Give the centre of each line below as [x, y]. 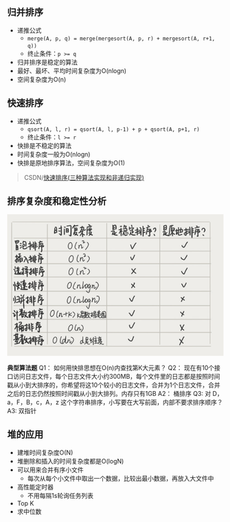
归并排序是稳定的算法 [47, 62]
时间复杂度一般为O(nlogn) [54, 154]
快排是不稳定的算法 [44, 145]
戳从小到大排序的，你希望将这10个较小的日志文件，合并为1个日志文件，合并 [114, 385]
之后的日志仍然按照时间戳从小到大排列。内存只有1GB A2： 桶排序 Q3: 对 [109, 393]
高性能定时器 [35, 487]
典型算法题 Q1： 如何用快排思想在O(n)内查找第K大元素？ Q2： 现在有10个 [111, 368]
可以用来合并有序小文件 [50, 470]
